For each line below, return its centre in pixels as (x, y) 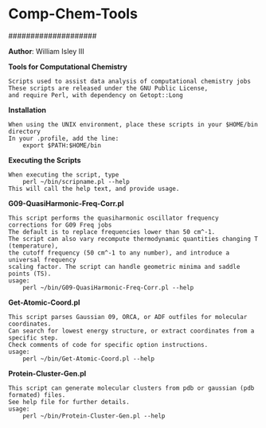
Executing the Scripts (45, 160)
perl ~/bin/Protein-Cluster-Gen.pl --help (94, 416)
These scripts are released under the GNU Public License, (108, 88)
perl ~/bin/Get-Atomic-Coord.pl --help (89, 359)
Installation (27, 110)
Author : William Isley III (47, 51)
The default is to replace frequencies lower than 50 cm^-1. (112, 232)
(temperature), (33, 246)
